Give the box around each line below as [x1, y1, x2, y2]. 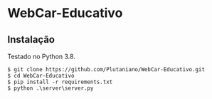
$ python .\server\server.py [7, 85, 94, 92]
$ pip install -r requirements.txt [7, 78, 113, 85]
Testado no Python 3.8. [7, 52, 76, 61]
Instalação [7, 33, 55, 46]
